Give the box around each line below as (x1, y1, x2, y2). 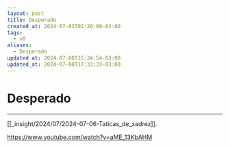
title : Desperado (7, 16, 57, 23)
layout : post (7, 10, 44, 17)
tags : (7, 29, 23, 36)
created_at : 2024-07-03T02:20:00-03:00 (7, 23, 121, 29)
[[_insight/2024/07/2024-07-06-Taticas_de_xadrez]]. (7, 119, 157, 127)
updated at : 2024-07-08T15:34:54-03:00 (7, 55, 121, 62)
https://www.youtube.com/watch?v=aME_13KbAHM (7, 133, 153, 141)
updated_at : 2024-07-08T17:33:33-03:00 (7, 61, 121, 68)
